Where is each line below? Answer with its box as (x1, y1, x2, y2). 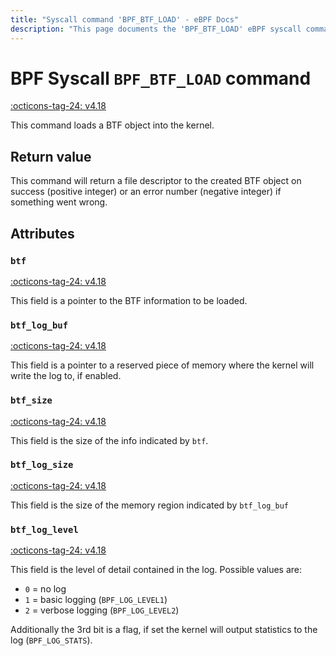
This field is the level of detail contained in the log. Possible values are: (10, 564, 302, 576)
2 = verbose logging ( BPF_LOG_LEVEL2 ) (24, 604, 180, 616)
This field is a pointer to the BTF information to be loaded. (10, 294, 248, 306)
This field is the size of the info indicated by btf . (10, 434, 209, 446)
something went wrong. (10, 196, 108, 208)
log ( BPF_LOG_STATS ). (10, 634, 93, 646)
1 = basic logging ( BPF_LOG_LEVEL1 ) (24, 594, 168, 606)
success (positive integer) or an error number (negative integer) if (10, 186, 282, 198)
